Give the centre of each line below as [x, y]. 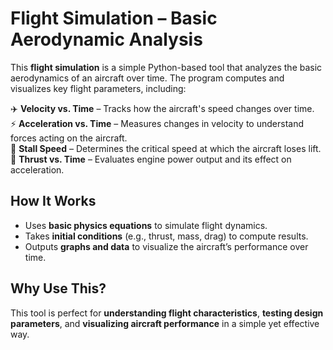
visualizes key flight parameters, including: [98, 88]
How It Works [53, 201]
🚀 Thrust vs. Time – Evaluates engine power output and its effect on [151, 159]
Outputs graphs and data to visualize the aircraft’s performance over [166, 246]
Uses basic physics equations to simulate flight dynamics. [146, 225]
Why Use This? [58, 288]
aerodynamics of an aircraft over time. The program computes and [147, 78]
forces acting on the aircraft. [69, 138]
